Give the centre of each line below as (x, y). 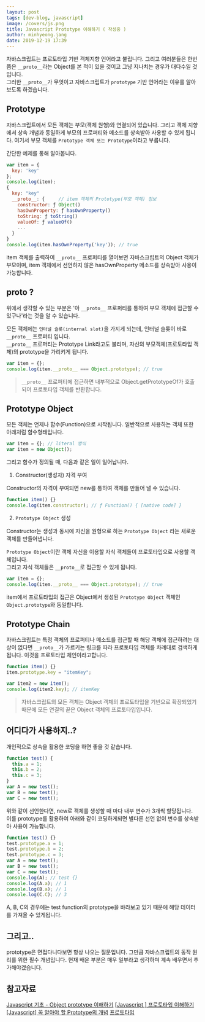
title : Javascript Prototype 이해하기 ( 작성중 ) (66, 29)
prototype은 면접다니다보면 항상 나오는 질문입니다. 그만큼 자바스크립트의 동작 (99, 952)
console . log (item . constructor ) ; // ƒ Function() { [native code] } (94, 505)
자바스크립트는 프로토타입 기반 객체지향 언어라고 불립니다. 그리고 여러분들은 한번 (102, 59)
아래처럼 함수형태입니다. (35, 432)
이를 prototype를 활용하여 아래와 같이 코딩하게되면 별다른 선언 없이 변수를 (95, 818)
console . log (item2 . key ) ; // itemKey (53, 689)
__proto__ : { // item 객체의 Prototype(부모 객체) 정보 (84, 199)
